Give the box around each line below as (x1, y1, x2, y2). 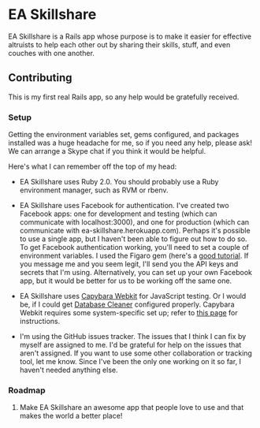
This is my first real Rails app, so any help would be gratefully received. (8, 92, 240, 102)
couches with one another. (8, 48, 95, 58)
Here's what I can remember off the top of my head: (8, 162, 177, 171)
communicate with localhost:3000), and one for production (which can (19, 218, 250, 227)
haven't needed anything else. (19, 365, 118, 375)
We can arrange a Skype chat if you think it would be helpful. (8, 147, 206, 156)
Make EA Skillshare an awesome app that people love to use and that (19, 403, 244, 412)
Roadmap (8, 385, 46, 396)
